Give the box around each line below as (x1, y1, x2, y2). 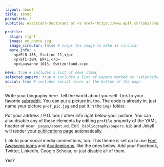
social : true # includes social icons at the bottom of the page (5, 79, 141, 84)
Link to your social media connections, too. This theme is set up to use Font (5, 137, 157, 143)
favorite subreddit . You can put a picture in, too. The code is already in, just (5, 98, 157, 104)
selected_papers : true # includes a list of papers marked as (5, 75, 134, 80)
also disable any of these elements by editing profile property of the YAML (5, 118, 157, 124)
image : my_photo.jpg (9, 39, 51, 44)
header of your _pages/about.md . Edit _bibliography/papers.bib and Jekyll (5, 123, 155, 128)
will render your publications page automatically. (5, 128, 103, 134)
